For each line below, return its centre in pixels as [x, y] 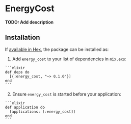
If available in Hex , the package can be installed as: [57, 49]
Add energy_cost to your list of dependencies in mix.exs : [69, 59]
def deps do [17, 72]
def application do [25, 107]
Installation [23, 37]
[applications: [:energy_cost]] [43, 112]
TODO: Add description [29, 22]
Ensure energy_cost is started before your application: [67, 94]
